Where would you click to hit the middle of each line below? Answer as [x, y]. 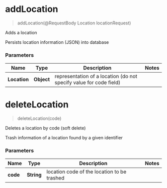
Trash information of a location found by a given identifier [64, 138]
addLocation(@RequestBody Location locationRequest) [74, 23]
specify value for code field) [87, 83]
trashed [55, 178]
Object [42, 80]
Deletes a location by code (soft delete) [45, 128]
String [34, 175]
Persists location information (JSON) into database [57, 42]
